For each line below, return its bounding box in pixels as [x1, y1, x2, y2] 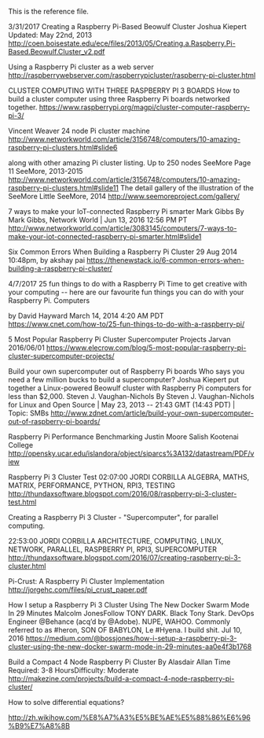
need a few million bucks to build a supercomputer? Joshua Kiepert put [8, 375, 240, 384]
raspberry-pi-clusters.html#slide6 [8, 143, 118, 152]
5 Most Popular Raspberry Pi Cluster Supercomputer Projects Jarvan [8, 334, 231, 344]
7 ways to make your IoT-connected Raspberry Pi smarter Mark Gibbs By [8, 207, 245, 216]
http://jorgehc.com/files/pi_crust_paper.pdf [8, 585, 148, 594]
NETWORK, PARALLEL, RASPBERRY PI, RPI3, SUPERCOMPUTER [8, 544, 218, 554]
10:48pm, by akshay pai [8, 256, 85, 264]
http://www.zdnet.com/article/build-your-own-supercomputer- [50, 408, 254, 418]
